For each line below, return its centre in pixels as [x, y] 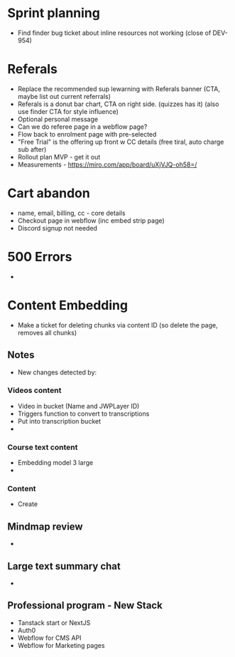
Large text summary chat [64, 566]
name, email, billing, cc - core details [71, 213]
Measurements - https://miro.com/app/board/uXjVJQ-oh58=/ [107, 164]
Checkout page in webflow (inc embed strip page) [91, 220]
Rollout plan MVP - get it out [59, 157]
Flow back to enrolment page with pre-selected [87, 134]
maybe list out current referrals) [64, 96]
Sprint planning [54, 13]
